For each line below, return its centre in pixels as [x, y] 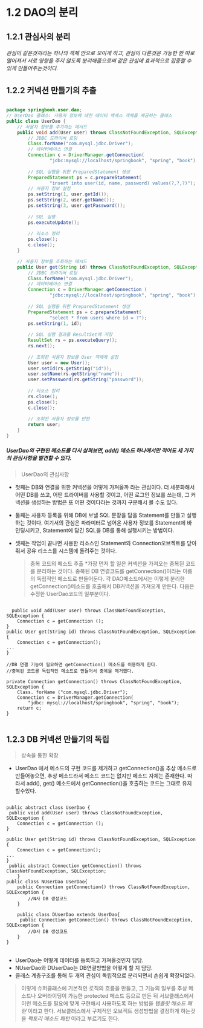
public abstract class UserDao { [48, 807]
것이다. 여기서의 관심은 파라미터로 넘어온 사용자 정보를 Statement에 [106, 522]
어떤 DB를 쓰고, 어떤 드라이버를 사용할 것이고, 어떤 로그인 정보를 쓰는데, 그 [102, 494]
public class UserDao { [36, 121]
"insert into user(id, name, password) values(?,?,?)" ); [123, 183]
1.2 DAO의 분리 [42, 12]
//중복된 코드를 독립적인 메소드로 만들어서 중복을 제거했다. [70, 671]
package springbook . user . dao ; [44, 110]
